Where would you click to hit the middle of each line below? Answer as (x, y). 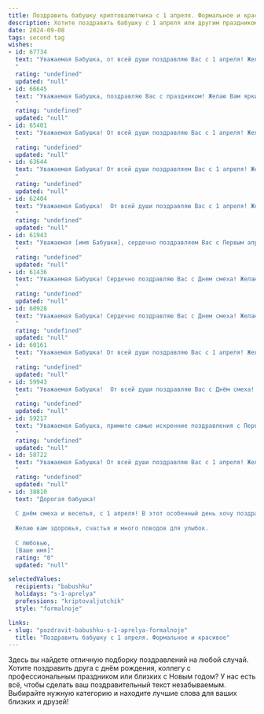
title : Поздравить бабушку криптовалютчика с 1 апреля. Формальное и (125, 15)
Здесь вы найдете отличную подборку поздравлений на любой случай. (128, 660)
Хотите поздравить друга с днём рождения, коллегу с (99, 668)
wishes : (21, 45)
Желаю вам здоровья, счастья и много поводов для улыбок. (112, 529)
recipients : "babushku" (54, 587)
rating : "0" (35, 558)
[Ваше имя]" (35, 550)
